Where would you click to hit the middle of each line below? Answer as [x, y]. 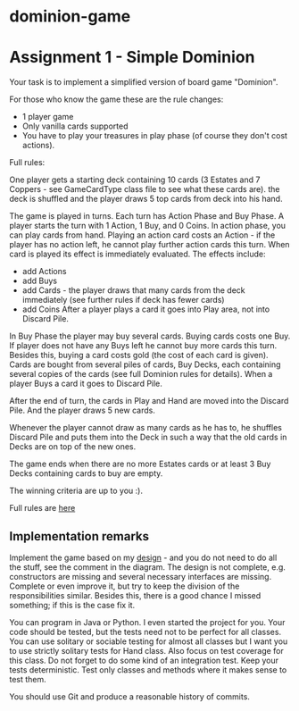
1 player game [48, 117]
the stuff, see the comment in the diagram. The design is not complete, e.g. [147, 567]
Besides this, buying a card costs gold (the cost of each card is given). [139, 355]
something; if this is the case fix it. [72, 605]
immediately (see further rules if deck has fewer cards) [123, 300]
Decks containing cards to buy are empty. [86, 473]
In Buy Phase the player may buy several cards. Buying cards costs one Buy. [150, 336]
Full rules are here [42, 508]
